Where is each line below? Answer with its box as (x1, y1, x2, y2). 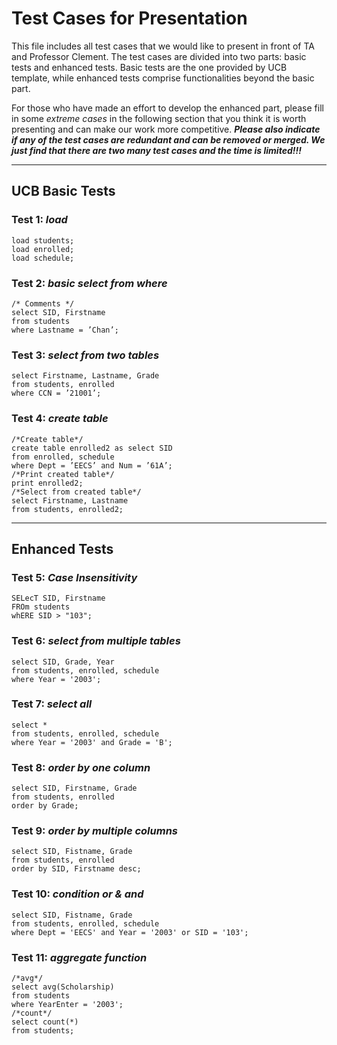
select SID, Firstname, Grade (11, 783, 138, 794)
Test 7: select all (11, 697, 93, 711)
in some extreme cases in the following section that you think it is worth (11, 112, 307, 124)
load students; (11, 235, 75, 246)
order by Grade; (11, 801, 79, 811)
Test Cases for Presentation (11, 7, 248, 30)
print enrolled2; (11, 478, 84, 488)
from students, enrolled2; (11, 504, 124, 514)
